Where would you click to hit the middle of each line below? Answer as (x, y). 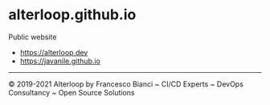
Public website (33, 37)
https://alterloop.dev (54, 52)
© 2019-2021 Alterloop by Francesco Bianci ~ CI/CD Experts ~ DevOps (126, 84)
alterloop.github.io (72, 15)
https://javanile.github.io (60, 61)
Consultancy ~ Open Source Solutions (72, 92)
